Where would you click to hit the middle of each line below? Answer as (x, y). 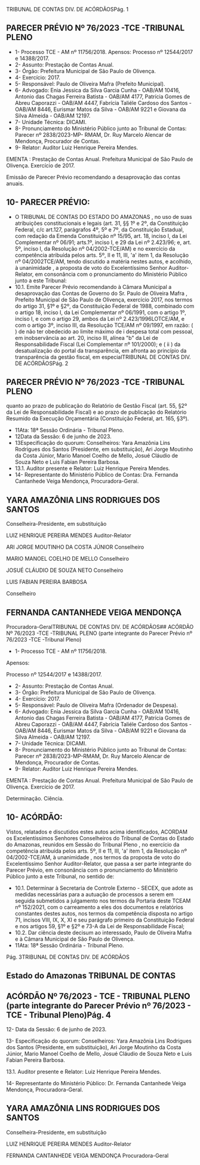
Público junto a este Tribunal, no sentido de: (60, 876)
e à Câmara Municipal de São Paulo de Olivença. (75, 939)
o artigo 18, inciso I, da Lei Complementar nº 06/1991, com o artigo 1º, (100, 312)
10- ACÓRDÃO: (34, 818)
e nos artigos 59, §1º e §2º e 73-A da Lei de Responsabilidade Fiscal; (100, 926)
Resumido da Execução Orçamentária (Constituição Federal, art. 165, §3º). (98, 419)
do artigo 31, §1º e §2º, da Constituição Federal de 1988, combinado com (104, 306)
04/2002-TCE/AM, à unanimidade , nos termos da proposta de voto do (93, 857)
